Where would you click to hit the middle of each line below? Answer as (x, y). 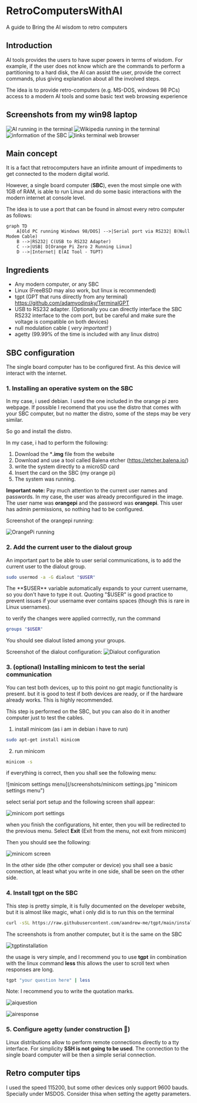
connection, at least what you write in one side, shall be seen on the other (95, 871)
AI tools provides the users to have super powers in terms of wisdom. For (95, 59)
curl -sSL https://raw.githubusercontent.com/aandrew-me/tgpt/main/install (101, 923)
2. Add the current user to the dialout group (69, 547)
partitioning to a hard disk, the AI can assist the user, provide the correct (94, 72)
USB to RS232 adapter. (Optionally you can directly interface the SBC (98, 309)
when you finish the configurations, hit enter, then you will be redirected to (96, 825)
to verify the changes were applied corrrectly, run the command (83, 618)
